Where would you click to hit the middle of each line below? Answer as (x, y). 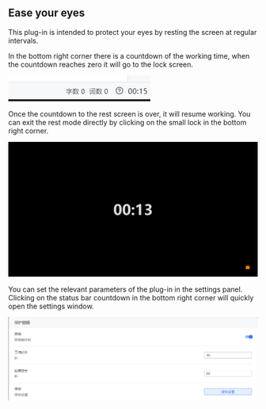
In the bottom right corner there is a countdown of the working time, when (129, 55)
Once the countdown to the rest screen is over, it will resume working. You (129, 113)
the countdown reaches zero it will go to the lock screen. (101, 64)
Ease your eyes (47, 13)
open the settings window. (51, 306)
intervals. (23, 40)
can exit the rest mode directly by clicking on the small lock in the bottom (127, 122)
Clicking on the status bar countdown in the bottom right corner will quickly (131, 298)
